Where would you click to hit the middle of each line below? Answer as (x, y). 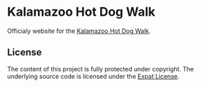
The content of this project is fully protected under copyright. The (100, 69)
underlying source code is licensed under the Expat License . (93, 76)
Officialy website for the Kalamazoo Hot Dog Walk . (79, 31)
